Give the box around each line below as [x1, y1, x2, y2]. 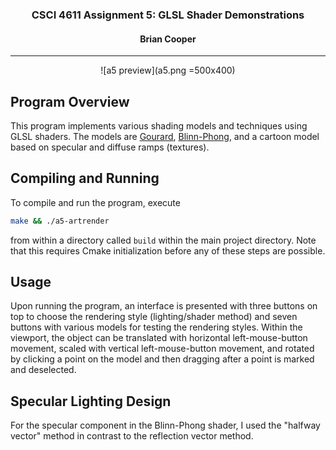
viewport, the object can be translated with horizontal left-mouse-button [10, 332, 308, 344]
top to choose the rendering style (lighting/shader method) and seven [10, 311, 298, 323]
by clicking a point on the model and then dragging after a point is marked [10, 353, 315, 365]
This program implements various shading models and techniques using [10, 119, 308, 132]
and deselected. [10, 364, 77, 376]
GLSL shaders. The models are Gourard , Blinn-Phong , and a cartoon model [10, 130, 320, 142]
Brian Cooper [139, 33, 197, 45]
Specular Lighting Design [10, 393, 172, 410]
